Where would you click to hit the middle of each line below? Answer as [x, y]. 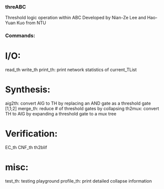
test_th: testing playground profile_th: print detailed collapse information [79, 181]
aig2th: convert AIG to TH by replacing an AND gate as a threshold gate [78, 103]
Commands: [20, 36]
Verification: [31, 134]
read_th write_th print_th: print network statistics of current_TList [71, 70]
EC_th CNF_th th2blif [26, 148]
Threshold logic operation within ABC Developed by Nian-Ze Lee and [76, 18]
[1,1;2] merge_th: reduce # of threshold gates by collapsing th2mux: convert [82, 109]
